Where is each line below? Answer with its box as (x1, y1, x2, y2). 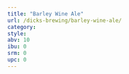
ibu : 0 (7, 43, 27, 50)
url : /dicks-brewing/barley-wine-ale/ (7, 17, 122, 24)
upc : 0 (7, 56, 27, 63)
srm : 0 (7, 50, 27, 57)
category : (7, 23, 37, 30)
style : (7, 30, 27, 37)
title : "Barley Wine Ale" (7, 10, 84, 18)
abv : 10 (7, 37, 30, 44)
